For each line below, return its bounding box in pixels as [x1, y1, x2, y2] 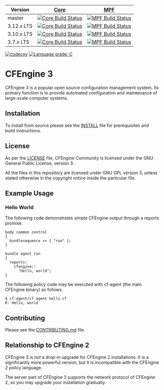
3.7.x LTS [7, 39, 29, 45]
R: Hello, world [5, 300, 38, 305]
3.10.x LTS [7, 30, 33, 37]
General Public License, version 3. [5, 160, 75, 166]
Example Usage [5, 189, 54, 197]
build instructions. [5, 127, 42, 133]
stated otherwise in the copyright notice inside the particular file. [5, 175, 136, 181]
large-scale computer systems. [5, 95, 68, 101]
